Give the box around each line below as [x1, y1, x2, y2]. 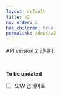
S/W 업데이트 [14, 83, 46, 90]
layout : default [6, 8, 46, 15]
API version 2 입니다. [6, 48, 56, 55]
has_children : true [6, 25, 54, 31]
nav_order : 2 [6, 19, 38, 25]
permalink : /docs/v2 [6, 30, 57, 36]
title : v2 [6, 14, 30, 20]
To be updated [6, 70, 42, 77]
